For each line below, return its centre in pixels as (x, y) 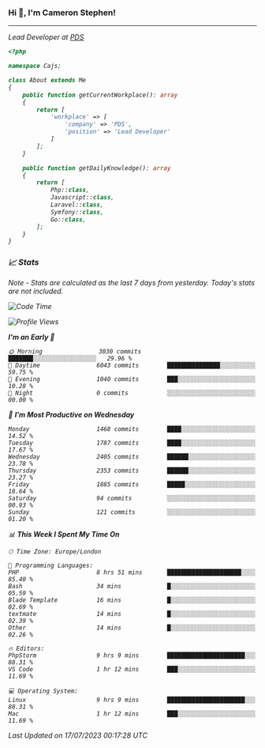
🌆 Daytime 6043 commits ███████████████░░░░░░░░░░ (132, 365)
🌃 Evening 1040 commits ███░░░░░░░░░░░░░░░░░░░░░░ (132, 379)
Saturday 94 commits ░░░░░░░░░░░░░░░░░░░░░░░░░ (132, 498)
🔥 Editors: (26, 648)
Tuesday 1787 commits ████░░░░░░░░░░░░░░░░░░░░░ (132, 443)
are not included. (36, 291)
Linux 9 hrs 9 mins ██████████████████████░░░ (132, 700)
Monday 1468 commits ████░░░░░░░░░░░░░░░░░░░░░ (132, 429)
